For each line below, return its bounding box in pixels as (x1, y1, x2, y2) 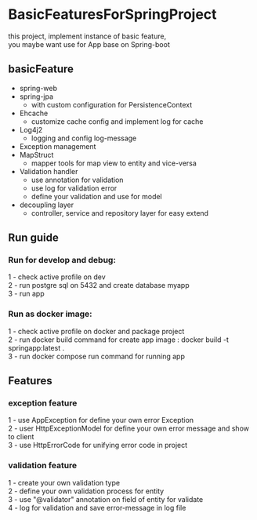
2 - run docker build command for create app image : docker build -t (8, 335, 230, 344)
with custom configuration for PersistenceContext (31, 100, 193, 109)
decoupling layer (19, 200, 74, 209)
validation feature (8, 460, 78, 471)
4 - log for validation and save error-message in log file (8, 503, 186, 512)
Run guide (8, 231, 59, 245)
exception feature (8, 398, 78, 409)
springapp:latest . (8, 343, 65, 352)
